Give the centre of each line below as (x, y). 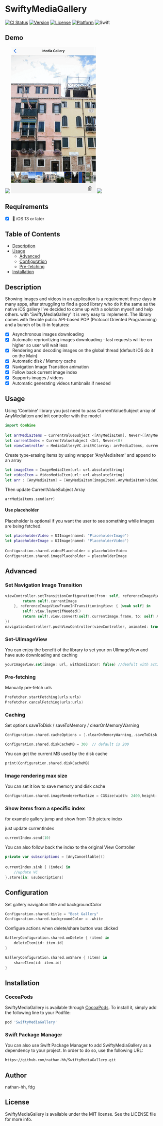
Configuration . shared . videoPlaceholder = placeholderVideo (66, 551)
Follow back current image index (45, 372)
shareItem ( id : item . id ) (38, 963)
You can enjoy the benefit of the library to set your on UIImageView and (76, 650)
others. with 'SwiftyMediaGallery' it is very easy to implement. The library (78, 314)
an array (13, 460)
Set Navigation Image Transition (44, 585)
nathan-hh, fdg (20, 1087)
